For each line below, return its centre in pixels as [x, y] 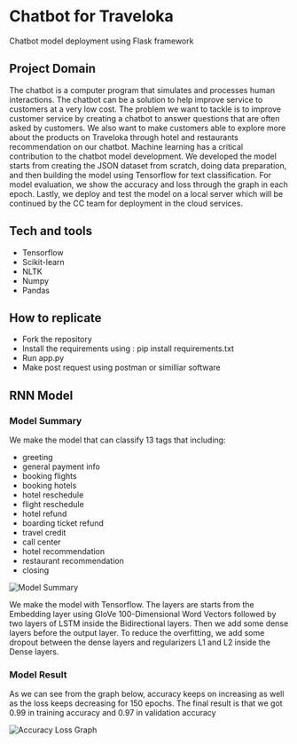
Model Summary [46, 420]
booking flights [49, 476]
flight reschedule [53, 505]
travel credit [44, 533]
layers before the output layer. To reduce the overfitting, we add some [137, 633]
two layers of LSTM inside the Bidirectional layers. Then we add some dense [149, 623]
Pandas [36, 290]
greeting [37, 458]
